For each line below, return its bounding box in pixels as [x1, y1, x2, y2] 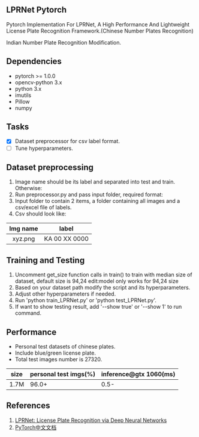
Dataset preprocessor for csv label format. [14, 138, 120, 145]
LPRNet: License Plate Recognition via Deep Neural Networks [14, 417, 167, 424]
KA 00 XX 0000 [44, 235, 89, 243]
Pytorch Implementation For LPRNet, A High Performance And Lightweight [6, 20, 190, 28]
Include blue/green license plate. [14, 349, 96, 356]
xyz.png [12, 235, 35, 243]
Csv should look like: [14, 210, 67, 217]
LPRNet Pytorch [6, 5, 67, 15]
